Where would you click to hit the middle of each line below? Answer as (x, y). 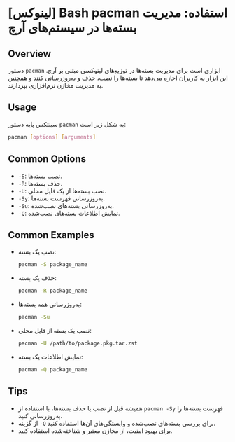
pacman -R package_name (53, 291)
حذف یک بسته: (37, 278)
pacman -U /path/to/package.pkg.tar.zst (78, 343)
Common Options (47, 159)
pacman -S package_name (53, 265)
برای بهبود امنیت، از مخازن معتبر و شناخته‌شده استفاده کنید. (95, 430)
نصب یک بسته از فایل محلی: (55, 330)
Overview (30, 54)
